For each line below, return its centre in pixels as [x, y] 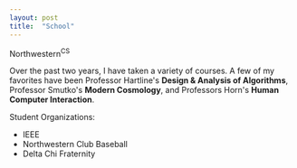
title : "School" [42, 26]
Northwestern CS [40, 52]
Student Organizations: [52, 117]
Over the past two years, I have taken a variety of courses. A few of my [142, 71]
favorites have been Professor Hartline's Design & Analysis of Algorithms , [149, 80]
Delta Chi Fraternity [59, 154]
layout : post [34, 18]
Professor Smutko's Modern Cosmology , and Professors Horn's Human [144, 90]
